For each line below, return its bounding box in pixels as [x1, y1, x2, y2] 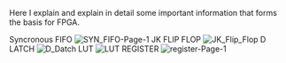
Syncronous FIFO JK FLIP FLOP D [9, 35, 267, 44]
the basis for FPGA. [9, 17, 81, 28]
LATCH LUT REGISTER [9, 43, 159, 54]
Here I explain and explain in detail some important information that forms [9, 8, 277, 18]
